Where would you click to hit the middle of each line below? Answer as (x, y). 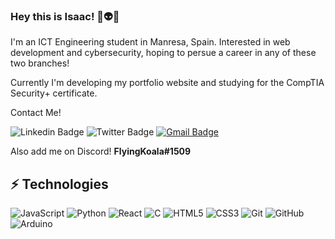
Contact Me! (36, 113)
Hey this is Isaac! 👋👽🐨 (65, 16)
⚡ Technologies (59, 184)
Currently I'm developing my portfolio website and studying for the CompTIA (167, 83)
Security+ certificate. (54, 93)
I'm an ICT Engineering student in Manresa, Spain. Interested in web (150, 42)
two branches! (40, 63)
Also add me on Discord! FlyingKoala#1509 (101, 151)
